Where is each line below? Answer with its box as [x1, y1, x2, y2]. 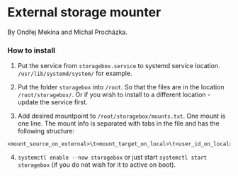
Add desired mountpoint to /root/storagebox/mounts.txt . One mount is [17, 111, 226, 121]
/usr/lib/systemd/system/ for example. [17, 69, 132, 78]
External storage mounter [7, 4, 161, 21]
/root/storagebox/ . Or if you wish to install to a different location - [17, 90, 211, 99]
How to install [7, 45, 55, 55]
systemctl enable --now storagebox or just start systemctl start [17, 153, 208, 162]
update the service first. [17, 98, 88, 106]
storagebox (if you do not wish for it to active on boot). [17, 160, 176, 169]
